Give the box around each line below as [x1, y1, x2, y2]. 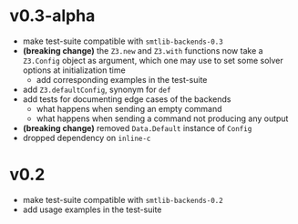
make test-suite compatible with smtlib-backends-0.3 [22, 36, 223, 46]
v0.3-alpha [9, 5, 96, 26]
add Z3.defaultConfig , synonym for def [22, 84, 171, 95]
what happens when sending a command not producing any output [36, 113, 289, 124]
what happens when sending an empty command [36, 103, 222, 114]
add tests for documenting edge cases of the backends [22, 93, 231, 105]
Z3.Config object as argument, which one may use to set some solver [22, 55, 284, 66]
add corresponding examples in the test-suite [36, 74, 208, 85]
